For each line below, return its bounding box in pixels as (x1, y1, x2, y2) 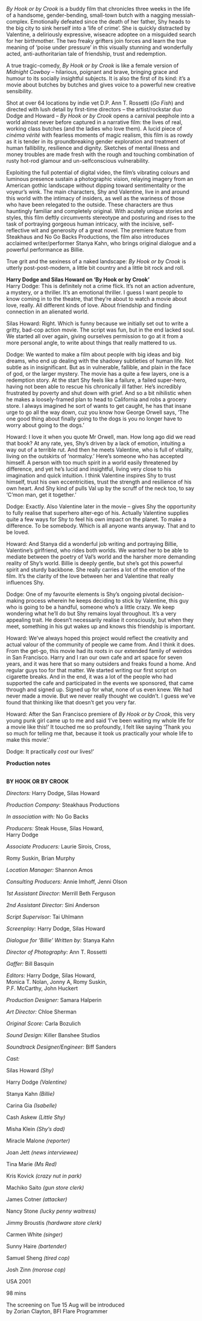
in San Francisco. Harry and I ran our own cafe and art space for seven (6, 654, 183, 661)
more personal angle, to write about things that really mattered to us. (6, 339, 177, 346)
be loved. (6, 529, 30, 536)
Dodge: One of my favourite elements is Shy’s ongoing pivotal (6, 591, 160, 598)
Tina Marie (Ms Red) (6, 1161, 57, 1167)
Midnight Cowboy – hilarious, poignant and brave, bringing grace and (6, 68, 178, 75)
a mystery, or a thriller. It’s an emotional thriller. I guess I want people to (6, 289, 183, 296)
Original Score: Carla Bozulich (6, 1020, 81, 1027)
